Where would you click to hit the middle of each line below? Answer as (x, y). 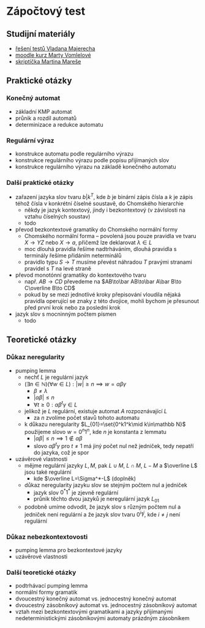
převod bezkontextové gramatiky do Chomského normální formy (96, 229)
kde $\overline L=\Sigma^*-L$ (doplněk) (85, 478)
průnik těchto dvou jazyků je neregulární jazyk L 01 (96, 500)
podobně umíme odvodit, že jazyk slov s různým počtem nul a (102, 507)
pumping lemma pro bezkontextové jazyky (69, 550)
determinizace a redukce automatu (59, 124)
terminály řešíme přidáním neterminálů (73, 255)
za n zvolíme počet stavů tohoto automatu (86, 418)
